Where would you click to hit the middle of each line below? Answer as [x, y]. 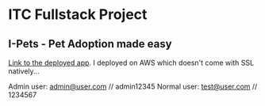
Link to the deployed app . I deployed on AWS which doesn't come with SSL [131, 62]
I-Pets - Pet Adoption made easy [90, 44]
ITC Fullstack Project [78, 15]
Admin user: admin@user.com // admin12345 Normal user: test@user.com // [133, 86]
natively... [24, 71]
